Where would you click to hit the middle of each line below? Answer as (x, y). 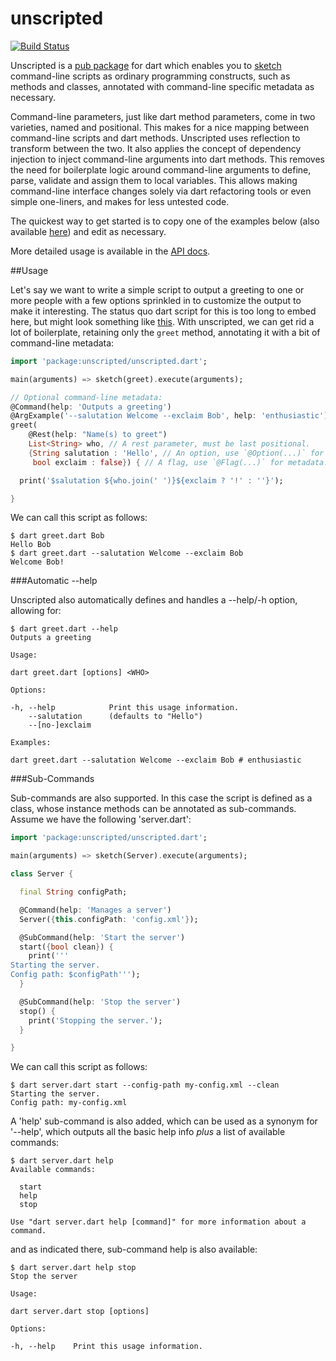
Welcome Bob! (37, 562)
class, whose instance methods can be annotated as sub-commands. (153, 809)
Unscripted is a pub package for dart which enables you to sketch (146, 65)
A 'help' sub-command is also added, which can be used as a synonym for (164, 1121)
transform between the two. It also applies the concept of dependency (156, 148)
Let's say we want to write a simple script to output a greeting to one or (157, 289)
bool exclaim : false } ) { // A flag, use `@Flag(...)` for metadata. (180, 462)
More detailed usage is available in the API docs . (110, 251)
